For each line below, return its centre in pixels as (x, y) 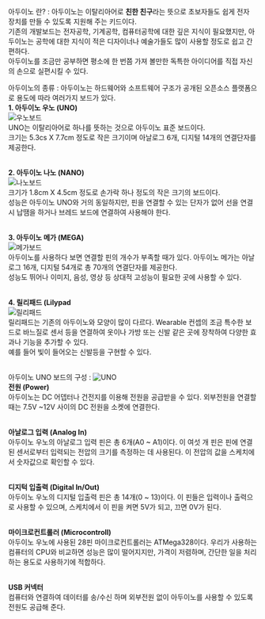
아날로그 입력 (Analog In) (47, 432)
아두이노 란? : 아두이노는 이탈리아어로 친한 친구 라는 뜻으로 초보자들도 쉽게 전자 (129, 11)
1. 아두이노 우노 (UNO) (43, 108)
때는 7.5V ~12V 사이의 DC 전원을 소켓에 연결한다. (84, 407)
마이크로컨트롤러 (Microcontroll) (60, 532)
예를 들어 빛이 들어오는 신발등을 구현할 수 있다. (80, 352)
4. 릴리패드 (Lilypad (40, 302)
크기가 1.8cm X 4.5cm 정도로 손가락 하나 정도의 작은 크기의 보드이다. (114, 192)
